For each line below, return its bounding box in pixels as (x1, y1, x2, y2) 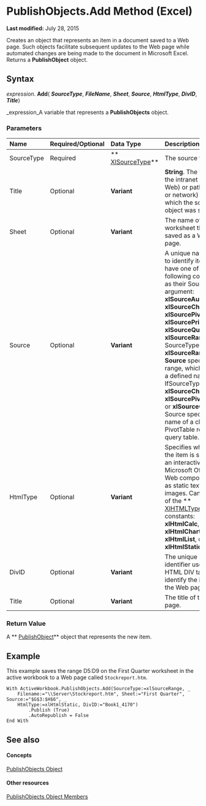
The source (164, 154, 198, 163)
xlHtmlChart (164, 528, 201, 536)
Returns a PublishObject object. (6, 56, 88, 63)
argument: (164, 287, 194, 296)
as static (164, 482, 189, 490)
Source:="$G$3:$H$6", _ (6, 696, 67, 703)
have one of (164, 264, 199, 273)
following (164, 272, 191, 280)
